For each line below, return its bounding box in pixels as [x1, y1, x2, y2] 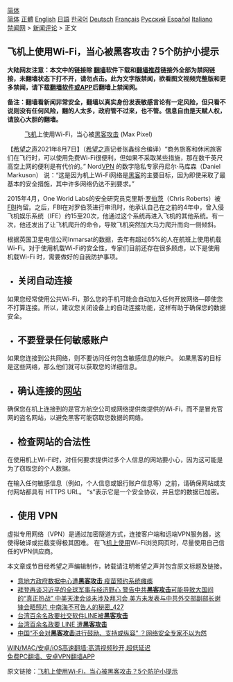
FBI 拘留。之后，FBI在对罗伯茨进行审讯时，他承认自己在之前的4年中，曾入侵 [7, 203, 224, 211]
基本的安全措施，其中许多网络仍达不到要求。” [7, 179, 135, 188]
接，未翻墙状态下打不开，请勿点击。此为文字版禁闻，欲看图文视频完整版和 [7, 74, 220, 83]
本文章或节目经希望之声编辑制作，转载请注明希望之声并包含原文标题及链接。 [7, 562, 226, 570]
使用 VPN [17, 510, 58, 522]
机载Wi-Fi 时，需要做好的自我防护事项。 [7, 252, 122, 261]
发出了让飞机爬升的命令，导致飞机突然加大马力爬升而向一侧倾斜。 [31, 220, 220, 229]
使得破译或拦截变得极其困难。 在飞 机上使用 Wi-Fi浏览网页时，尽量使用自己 [7, 538, 219, 546]
